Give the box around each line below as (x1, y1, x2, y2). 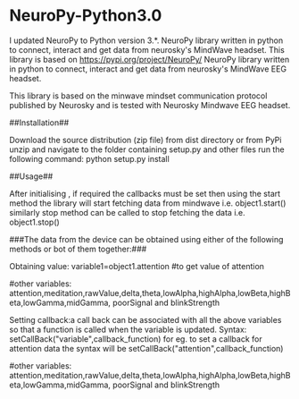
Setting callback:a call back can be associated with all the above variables (9, 314, 282, 325)
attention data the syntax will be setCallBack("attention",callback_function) (9, 343, 284, 353)
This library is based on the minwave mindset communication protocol (9, 90, 268, 101)
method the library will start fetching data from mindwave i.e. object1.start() (9, 198, 287, 208)
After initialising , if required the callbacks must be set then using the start (9, 188, 281, 199)
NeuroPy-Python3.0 (9, 5, 162, 26)
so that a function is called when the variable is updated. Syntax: (9, 324, 247, 335)
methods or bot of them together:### (9, 243, 147, 254)
